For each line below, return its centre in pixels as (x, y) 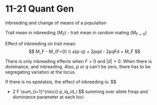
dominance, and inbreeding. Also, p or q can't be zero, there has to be (78, 67)
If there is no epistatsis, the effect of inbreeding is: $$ (61, 82)
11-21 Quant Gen (40, 9)
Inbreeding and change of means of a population (56, 23)
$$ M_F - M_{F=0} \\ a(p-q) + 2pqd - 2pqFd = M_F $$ (85, 51)
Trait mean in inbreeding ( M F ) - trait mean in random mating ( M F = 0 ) (76, 33)
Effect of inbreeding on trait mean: (41, 43)
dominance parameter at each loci (48, 97)
